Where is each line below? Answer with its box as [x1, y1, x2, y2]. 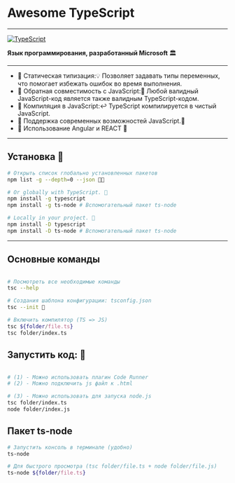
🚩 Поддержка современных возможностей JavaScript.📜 [17, 116, 185, 125]
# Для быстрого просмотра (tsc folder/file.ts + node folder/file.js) [7, 463, 218, 470]
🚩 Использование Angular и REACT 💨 [17, 124, 128, 132]
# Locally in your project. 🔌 [7, 215, 96, 222]
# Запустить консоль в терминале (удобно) [7, 444, 133, 451]
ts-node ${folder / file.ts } [7, 470, 86, 477]
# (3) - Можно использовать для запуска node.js [7, 393, 152, 400]
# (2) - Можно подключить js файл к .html [7, 380, 133, 387]
